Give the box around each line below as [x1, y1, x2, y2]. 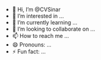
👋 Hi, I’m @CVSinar [12, 6, 61, 13]
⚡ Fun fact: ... [12, 48, 46, 55]
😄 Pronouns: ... [12, 41, 52, 48]
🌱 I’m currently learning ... [12, 19, 78, 26]
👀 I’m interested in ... [12, 12, 64, 20]
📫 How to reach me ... [12, 32, 69, 39]
